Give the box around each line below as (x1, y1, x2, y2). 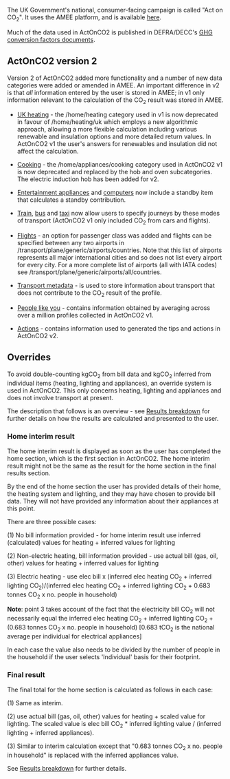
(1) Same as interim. (7, 698, 63, 707)
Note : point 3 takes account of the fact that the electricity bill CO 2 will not (7, 605, 215, 615)
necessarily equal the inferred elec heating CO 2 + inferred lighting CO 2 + (7, 614, 214, 624)
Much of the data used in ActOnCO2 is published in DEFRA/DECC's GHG (7, 28, 213, 37)
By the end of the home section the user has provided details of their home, (7, 482, 221, 490)
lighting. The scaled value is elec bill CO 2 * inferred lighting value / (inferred (7, 719, 222, 729)
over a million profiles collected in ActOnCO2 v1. (16, 311, 154, 319)
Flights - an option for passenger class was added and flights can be (16, 231, 212, 240)
